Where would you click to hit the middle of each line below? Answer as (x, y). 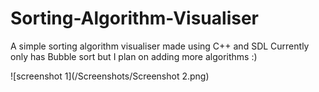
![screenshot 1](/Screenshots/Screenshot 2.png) (110, 76)
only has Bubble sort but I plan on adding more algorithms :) (134, 56)
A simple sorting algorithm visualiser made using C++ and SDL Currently (160, 46)
